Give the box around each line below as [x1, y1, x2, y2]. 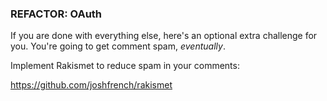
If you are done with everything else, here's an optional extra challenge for [10, 30, 318, 42]
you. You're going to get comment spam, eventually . [10, 40, 226, 52]
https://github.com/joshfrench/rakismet [10, 79, 173, 91]
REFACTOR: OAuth [10, 7, 103, 21]
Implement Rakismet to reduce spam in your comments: [10, 60, 240, 72]
